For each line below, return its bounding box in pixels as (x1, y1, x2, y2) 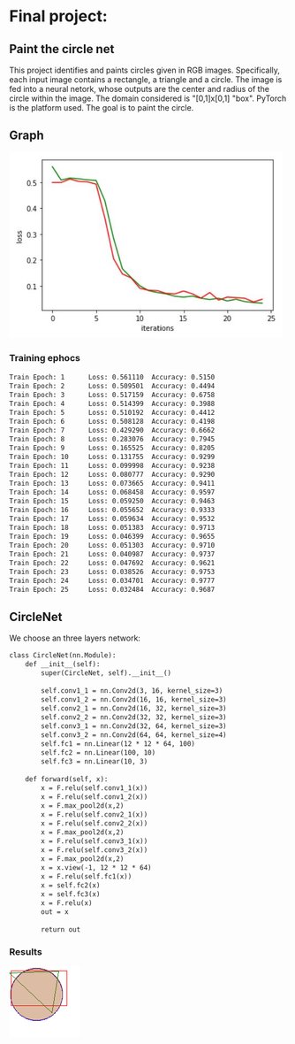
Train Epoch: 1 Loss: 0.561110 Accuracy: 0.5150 (9, 373, 216, 382)
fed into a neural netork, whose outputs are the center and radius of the (9, 84, 269, 94)
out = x (41, 907, 69, 917)
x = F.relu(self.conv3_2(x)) (41, 845, 148, 855)
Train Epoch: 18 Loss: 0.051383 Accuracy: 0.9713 (9, 524, 216, 533)
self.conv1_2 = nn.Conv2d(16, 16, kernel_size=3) (41, 695, 227, 704)
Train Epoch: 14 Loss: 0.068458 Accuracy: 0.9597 (9, 488, 216, 497)
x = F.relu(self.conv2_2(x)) (41, 818, 148, 828)
